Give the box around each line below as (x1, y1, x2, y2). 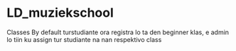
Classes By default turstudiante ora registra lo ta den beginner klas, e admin (6, 28, 229, 36)
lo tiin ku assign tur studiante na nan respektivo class (6, 35, 162, 43)
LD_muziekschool (6, 5, 114, 21)
